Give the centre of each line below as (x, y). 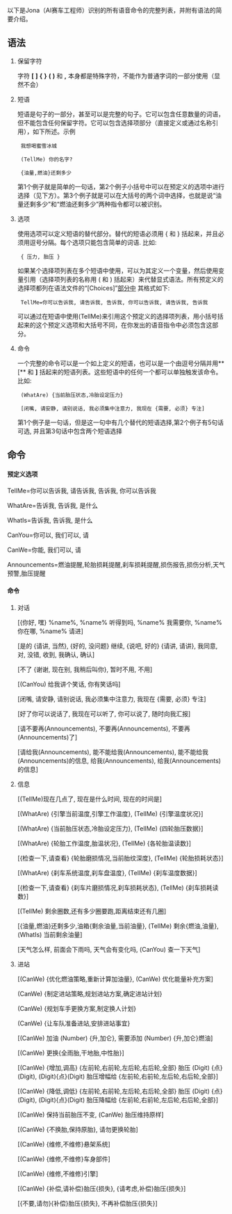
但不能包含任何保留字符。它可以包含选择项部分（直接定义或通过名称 (115, 122)
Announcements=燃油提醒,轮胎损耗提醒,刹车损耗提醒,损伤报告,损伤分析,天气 (116, 565)
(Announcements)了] (47, 737)
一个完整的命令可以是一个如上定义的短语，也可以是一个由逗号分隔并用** (121, 363)
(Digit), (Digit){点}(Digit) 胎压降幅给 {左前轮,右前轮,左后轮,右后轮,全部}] (118, 1100)
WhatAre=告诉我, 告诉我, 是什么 (53, 506)
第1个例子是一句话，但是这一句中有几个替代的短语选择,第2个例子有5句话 (121, 422)
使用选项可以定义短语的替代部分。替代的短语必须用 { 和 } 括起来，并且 (118, 233)
